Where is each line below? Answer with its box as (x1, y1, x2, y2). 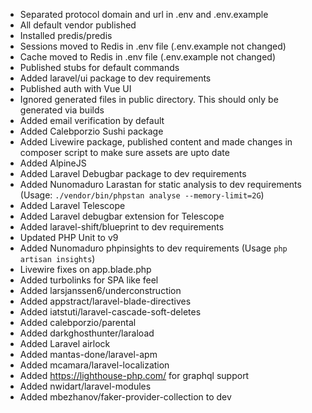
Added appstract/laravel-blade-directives (19, 295, 192, 307)
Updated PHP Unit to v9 (19, 232, 119, 243)
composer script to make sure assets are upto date (19, 147, 230, 158)
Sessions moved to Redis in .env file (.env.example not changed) (19, 40, 287, 52)
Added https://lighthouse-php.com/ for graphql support (19, 370, 250, 381)
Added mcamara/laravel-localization (19, 359, 170, 371)
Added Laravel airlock (19, 338, 111, 349)
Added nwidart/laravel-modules (19, 380, 152, 392)
